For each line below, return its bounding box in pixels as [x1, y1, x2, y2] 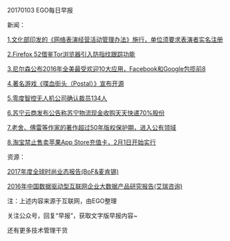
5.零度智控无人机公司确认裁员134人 [7, 94, 108, 102]
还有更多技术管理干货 [7, 226, 68, 234]
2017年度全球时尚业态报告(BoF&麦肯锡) [7, 168, 119, 175]
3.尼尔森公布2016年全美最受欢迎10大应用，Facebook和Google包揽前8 [7, 65, 206, 73]
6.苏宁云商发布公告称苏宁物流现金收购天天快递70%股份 [7, 109, 165, 117]
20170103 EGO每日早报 [7, 6, 74, 14]
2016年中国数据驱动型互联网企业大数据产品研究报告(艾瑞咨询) [7, 182, 183, 190]
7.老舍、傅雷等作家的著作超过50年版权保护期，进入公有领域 [7, 124, 177, 131]
